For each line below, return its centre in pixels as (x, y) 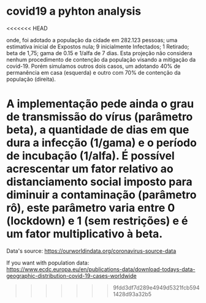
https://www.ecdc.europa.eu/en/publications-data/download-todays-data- (101, 269)
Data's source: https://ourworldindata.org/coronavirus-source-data (91, 251)
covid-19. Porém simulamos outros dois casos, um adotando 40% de (93, 66)
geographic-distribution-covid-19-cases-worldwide (71, 275)
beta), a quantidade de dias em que (98, 130)
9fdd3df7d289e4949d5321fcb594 (156, 287)
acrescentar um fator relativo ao (90, 169)
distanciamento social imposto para (100, 182)
